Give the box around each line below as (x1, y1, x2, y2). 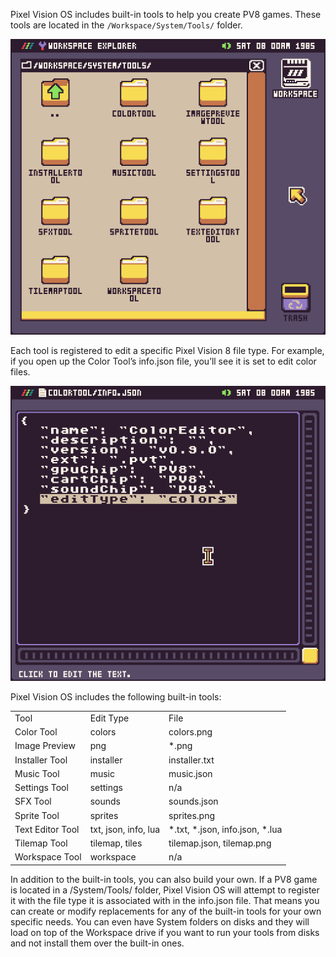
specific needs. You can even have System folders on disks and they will (10, 915, 310, 928)
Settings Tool (14, 782, 69, 793)
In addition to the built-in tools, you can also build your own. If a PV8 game (10, 873, 318, 885)
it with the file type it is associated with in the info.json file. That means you (10, 894, 320, 906)
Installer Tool (14, 754, 68, 766)
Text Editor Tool (14, 823, 80, 835)
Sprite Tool (14, 809, 60, 821)
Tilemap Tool (14, 837, 68, 849)
